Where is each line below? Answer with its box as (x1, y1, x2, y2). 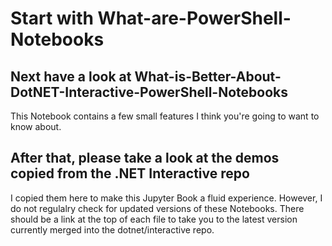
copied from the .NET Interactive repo (10, 165, 250, 182)
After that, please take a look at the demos (10, 150, 280, 167)
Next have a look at (10, 68, 132, 85)
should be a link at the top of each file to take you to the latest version (10, 213, 298, 225)
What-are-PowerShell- (97, 7, 292, 30)
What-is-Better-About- (134, 68, 282, 85)
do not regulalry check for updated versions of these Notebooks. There (10, 202, 305, 214)
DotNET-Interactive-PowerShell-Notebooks (10, 83, 289, 101)
